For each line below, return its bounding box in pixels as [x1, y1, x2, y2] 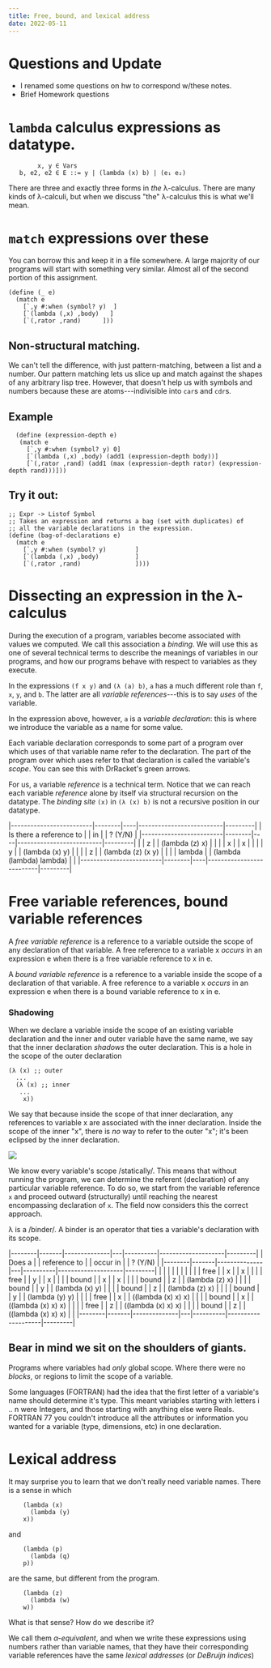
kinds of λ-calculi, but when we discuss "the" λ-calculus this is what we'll [8, 192, 255, 202]
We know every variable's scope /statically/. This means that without [8, 1166, 237, 1175]
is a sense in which [8, 1485, 72, 1495]
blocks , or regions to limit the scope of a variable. [8, 1371, 174, 1381]
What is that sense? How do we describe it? [8, 1617, 155, 1627]
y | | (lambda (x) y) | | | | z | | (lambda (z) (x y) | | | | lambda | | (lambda [8, 847, 241, 856]
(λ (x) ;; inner [15, 1081, 70, 1089]
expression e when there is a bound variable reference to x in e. [8, 986, 221, 996]
